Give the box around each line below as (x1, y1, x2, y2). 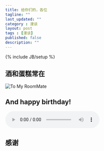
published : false (5, 36, 42, 41)
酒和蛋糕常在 (5, 70, 45, 78)
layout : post (5, 26, 33, 31)
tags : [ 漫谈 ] (5, 31, 34, 36)
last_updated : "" (5, 17, 42, 22)
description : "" (5, 40, 39, 45)
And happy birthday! (5, 97, 71, 106)
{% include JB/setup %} (5, 54, 55, 60)
